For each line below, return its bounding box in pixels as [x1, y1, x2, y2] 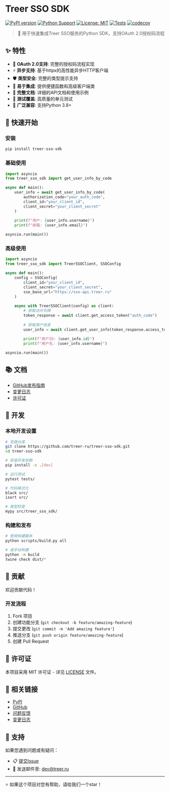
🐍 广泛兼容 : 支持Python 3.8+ [12, 102, 72, 108]
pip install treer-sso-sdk [5, 146, 62, 152]
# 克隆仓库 [5, 439, 25, 445]
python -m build [5, 552, 39, 557]
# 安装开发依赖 [5, 458, 33, 463]
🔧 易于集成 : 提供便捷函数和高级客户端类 [12, 83, 95, 89]
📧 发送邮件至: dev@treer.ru [12, 766, 69, 772]
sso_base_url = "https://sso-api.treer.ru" [23, 289, 112, 294]
